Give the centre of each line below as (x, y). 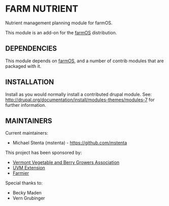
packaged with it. (23, 66)
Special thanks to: (24, 183)
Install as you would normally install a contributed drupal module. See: (79, 94)
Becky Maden (27, 193)
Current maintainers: (27, 133)
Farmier (21, 173)
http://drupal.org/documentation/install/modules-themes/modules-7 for (80, 100)
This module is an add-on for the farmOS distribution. (61, 32)
